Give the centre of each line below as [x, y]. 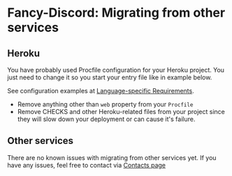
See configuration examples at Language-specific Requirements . [101, 91]
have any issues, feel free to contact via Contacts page [87, 165]
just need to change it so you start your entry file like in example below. [110, 77]
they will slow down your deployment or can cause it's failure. [106, 119]
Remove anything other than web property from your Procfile [105, 104]
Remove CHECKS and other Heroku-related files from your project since [121, 112]
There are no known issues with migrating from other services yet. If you [112, 157]
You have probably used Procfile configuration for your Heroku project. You [116, 70]
